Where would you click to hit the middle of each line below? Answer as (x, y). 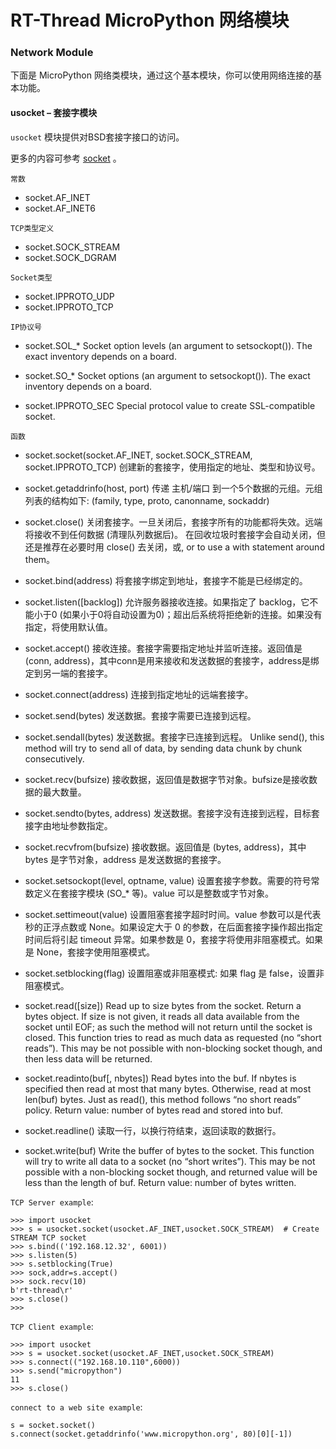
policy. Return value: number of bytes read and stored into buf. (154, 1110)
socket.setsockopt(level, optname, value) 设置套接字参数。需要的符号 (168, 880)
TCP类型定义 (32, 228)
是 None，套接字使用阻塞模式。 (90, 952)
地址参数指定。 (82, 825)
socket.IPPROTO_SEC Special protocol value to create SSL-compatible (170, 405)
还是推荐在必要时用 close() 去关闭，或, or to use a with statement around (174, 547)
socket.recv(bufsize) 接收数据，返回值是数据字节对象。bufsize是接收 (166, 779)
